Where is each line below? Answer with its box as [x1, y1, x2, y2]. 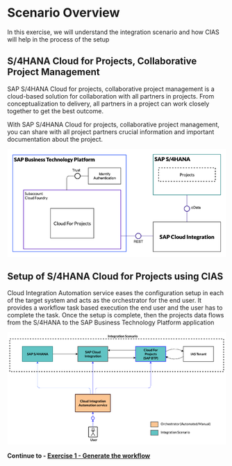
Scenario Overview [7, 5, 120, 21]
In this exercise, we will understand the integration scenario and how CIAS [7, 28, 220, 36]
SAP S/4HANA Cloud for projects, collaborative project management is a [7, 85, 215, 93]
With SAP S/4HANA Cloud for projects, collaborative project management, [7, 120, 220, 128]
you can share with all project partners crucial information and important [7, 127, 215, 136]
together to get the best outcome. [7, 106, 104, 115]
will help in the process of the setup [7, 35, 110, 43]
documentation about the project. [7, 135, 103, 143]
